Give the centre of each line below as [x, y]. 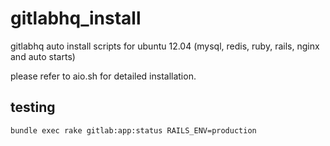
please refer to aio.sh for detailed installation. [103, 76]
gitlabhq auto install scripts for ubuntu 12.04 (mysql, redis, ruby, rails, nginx [165, 46]
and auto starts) [43, 56]
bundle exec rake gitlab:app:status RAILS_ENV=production [133, 130]
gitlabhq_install [76, 18]
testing [33, 107]
